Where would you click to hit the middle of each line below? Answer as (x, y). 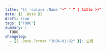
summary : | (16, 28)
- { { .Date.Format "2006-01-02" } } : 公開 (52, 41)
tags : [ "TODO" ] (21, 23)
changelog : (16, 37)
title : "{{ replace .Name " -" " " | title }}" (53, 9)
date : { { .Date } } (24, 14)
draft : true (17, 18)
